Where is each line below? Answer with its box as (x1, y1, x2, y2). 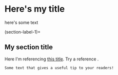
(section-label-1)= (4, 29, 41, 35)
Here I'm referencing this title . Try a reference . (4, 56, 99, 62)
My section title (4, 43, 53, 52)
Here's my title (4, 3, 65, 15)
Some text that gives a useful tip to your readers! (4, 65, 114, 70)
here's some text (4, 19, 39, 25)
